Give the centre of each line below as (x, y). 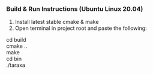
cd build (16, 40)
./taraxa (16, 65)
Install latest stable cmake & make (57, 22)
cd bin (14, 59)
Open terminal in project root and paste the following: (81, 28)
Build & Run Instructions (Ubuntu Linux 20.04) (75, 9)
